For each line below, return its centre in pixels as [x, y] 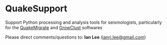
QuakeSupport [36, 9]
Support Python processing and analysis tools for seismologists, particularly [84, 22]
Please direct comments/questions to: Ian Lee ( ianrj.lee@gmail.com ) [75, 37]
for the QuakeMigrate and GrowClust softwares [54, 27]
